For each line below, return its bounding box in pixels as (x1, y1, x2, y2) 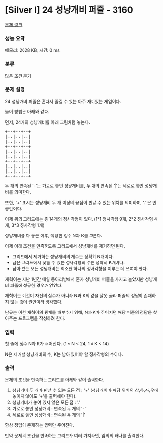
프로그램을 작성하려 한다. (18, 315, 66, 321)
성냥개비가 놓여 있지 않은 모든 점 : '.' (12, 399, 81, 405)
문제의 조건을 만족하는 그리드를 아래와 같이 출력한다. (5, 377, 104, 383)
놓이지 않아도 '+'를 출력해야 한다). (12, 393, 77, 399)
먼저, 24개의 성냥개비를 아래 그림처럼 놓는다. (5, 119, 90, 125)
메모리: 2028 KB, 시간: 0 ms (5, 47, 60, 53)
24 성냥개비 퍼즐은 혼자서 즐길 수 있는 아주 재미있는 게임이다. (5, 98, 121, 104)
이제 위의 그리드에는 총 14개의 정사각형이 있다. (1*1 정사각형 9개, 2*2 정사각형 (5, 216, 153, 222)
